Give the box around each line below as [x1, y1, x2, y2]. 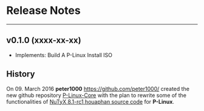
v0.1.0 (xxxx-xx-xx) [6, 35, 81, 45]
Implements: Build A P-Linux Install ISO [15, 51, 113, 58]
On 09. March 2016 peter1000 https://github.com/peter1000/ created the [6, 85, 190, 92]
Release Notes [6, 4, 81, 18]
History [6, 69, 35, 79]
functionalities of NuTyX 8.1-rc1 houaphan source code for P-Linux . [6, 98, 175, 105]
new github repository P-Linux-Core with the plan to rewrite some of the [6, 92, 187, 99]
